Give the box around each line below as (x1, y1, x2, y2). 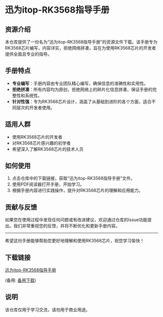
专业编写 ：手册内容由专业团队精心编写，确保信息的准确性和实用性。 (12, 80, 148, 86)
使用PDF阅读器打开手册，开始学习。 (12, 181, 85, 187)
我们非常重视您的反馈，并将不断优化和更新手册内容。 (13, 223, 120, 229)
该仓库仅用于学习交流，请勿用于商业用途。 (5, 306, 90, 313)
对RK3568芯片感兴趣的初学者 (12, 140, 71, 146)
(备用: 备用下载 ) (5, 277, 36, 284)
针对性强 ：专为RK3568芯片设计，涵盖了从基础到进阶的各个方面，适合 (12, 98, 152, 104)
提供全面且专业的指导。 (5, 51, 52, 57)
